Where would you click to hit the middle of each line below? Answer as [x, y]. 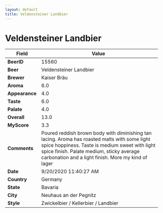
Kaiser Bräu [54, 77]
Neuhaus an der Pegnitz [68, 195]
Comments [21, 148]
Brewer [16, 77]
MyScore [18, 125]
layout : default [21, 10]
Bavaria [50, 187]
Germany [52, 179]
